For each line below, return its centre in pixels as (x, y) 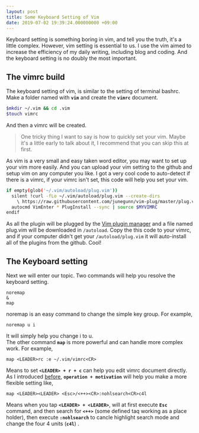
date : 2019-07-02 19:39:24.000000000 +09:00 (62, 23)
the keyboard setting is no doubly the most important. (72, 58)
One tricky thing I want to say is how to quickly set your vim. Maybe (103, 136)
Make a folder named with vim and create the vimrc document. (82, 98)
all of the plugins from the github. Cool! (54, 243)
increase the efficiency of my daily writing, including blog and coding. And (97, 52)
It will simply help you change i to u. (50, 336)
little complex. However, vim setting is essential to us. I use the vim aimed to (99, 46)
